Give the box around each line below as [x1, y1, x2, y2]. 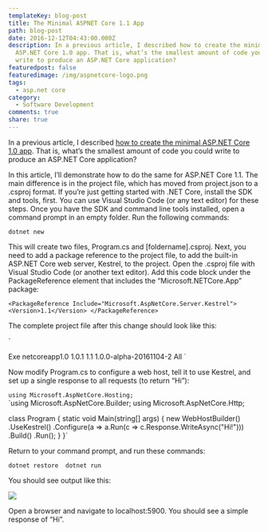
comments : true [8, 109, 59, 117]
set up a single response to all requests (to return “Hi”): [8, 375, 190, 385]
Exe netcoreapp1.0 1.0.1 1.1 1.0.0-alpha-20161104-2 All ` [8, 351, 187, 361]
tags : [8, 78, 26, 86]
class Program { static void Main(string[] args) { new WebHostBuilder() [8, 413, 241, 423]
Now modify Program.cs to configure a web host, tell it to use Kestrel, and [8, 367, 251, 376]
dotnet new [8, 228, 45, 236]
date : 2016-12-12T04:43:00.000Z [8, 34, 116, 42]
